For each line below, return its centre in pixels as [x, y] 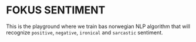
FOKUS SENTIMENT [56, 10]
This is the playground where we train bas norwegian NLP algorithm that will [98, 26]
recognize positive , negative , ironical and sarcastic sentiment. [85, 32]
